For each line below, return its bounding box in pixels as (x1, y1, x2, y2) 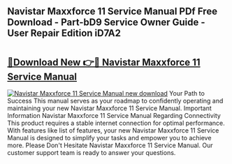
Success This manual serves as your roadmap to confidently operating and (7, 97, 224, 105)
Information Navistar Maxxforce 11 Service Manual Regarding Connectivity (7, 112, 222, 119)
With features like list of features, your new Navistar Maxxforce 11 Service (7, 126, 219, 135)
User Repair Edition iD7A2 (7, 27, 121, 39)
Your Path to (168, 89, 205, 97)
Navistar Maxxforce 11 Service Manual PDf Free (7, 6, 218, 17)
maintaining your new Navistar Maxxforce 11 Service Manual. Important (7, 104, 212, 112)
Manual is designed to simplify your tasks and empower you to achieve (7, 134, 212, 142)
